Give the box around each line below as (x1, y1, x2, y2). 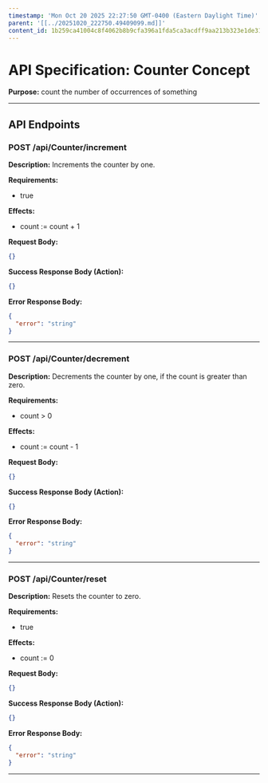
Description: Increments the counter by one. (8, 160, 156, 169)
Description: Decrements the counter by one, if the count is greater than (8, 372, 247, 381)
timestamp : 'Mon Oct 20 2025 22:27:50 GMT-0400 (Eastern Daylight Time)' (8, 11, 259, 20)
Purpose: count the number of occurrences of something (8, 87, 198, 96)
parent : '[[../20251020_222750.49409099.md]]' (8, 19, 166, 27)
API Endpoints (8, 117, 81, 132)
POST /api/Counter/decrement (8, 353, 130, 364)
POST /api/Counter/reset (8, 573, 108, 584)
